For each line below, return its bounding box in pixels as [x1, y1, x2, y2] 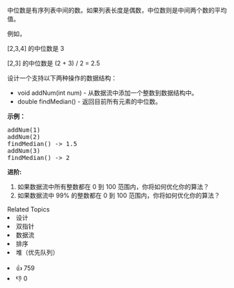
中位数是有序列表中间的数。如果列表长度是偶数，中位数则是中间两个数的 [7, 6, 214, 14]
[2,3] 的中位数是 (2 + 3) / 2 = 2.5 [7, 59, 100, 67]
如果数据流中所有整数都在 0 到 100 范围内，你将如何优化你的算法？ [17, 183, 210, 191]
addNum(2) [7, 133, 40, 141]
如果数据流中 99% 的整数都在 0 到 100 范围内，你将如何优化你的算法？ [17, 191, 221, 200]
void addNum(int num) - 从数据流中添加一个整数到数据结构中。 [17, 89, 198, 97]
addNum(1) [7, 126, 40, 134]
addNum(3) [7, 147, 40, 154]
